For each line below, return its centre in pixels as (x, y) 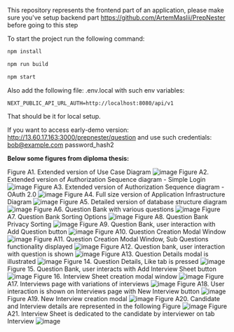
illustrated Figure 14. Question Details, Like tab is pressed (103, 261)
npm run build (28, 64)
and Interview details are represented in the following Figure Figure (117, 306)
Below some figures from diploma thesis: (68, 158)
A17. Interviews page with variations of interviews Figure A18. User (116, 284)
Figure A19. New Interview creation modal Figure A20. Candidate (114, 298)
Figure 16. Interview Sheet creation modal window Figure (129, 276)
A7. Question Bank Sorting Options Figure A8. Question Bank (108, 216)
